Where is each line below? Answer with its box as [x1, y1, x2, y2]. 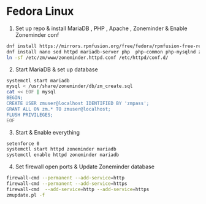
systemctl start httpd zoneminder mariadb [6, 146, 116, 152]
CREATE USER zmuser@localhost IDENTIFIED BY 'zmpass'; [6, 100, 150, 107]
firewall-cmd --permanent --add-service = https [6, 181, 128, 187]
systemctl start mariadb [6, 77, 70, 84]
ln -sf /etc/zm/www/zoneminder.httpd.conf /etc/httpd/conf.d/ [6, 54, 169, 61]
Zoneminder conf [15, 31, 59, 38]
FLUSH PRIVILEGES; [6, 112, 53, 118]
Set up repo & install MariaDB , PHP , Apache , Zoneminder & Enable [15, 25, 188, 32]
